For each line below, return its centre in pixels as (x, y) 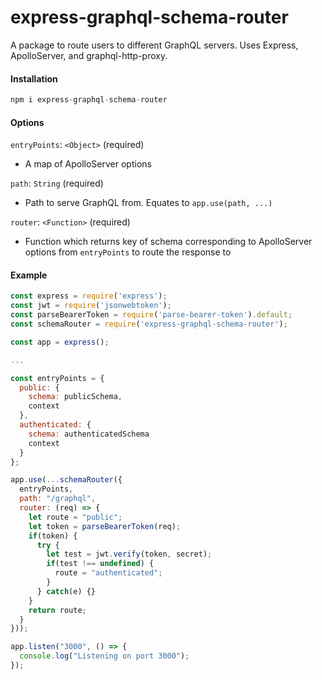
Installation (34, 78)
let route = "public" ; (75, 517)
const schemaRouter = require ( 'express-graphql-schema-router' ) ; (149, 324)
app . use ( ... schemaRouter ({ (66, 480)
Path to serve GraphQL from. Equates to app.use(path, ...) (148, 203)
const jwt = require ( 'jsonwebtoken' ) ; (91, 306)
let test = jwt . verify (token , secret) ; (129, 554)
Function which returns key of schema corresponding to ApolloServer (168, 242)
